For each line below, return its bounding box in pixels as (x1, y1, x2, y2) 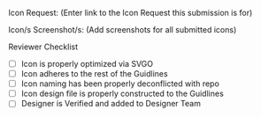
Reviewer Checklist (8, 41, 79, 52)
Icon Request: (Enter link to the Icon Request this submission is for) (8, 8, 253, 18)
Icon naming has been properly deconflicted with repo (20, 78, 220, 89)
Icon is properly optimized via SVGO (20, 59, 154, 69)
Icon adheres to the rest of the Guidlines (20, 69, 169, 79)
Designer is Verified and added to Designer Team (20, 99, 201, 109)
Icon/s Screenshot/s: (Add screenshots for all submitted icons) (8, 25, 237, 34)
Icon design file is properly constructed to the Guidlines (20, 88, 225, 99)
